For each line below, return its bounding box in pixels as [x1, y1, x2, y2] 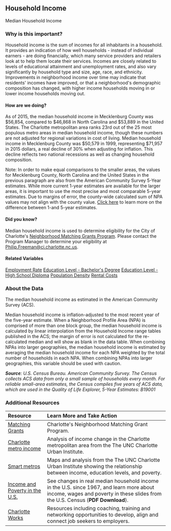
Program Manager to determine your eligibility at [5, 238, 107, 244]
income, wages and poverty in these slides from [47, 490, 162, 497]
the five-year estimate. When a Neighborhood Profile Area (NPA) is [5, 317, 146, 323]
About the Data [5, 285, 44, 292]
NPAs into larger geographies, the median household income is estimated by [5, 344, 166, 350]
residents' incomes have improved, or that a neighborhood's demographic [5, 80, 161, 86]
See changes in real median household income [47, 478, 159, 485]
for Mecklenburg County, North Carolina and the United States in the [5, 172, 149, 178]
